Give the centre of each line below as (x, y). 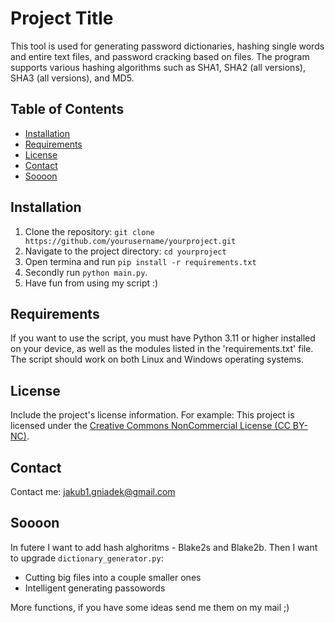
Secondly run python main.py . (86, 272)
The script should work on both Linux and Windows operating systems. (157, 359)
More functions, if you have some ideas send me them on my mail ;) (150, 607)
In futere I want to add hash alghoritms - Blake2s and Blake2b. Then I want (164, 547)
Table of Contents (67, 109)
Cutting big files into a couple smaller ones (113, 577)
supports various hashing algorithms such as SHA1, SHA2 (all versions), (158, 67)
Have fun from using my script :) (91, 283)
